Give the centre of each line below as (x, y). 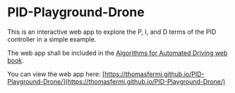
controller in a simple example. (52, 39)
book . (16, 60)
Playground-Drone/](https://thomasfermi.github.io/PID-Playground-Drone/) (116, 81)
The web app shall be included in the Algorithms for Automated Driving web (117, 53)
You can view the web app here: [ (56, 74)
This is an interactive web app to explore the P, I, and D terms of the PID (112, 32)
